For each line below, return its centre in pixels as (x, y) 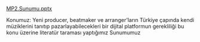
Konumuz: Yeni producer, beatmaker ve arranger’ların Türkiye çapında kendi (100, 20)
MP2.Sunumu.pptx (29, 9)
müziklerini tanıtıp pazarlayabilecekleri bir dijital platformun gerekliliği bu (95, 26)
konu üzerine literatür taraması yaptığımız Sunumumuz (73, 33)
